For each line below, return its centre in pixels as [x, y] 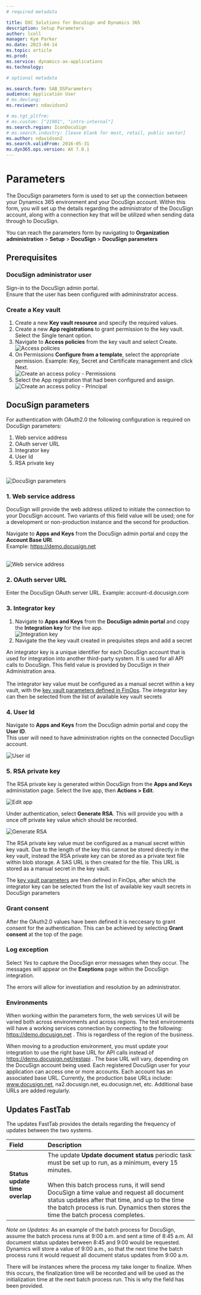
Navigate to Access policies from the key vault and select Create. [96, 342]
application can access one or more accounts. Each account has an [90, 1072]
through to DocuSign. [33, 221]
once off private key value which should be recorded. [72, 820]
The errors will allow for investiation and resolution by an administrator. [94, 987]
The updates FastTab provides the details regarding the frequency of [91, 1124]
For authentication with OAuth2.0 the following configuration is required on [98, 419]
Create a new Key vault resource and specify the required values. [96, 322]
